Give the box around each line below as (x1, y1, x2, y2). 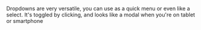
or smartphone (6, 18, 44, 24)
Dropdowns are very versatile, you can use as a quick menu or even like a (6, 5, 191, 12)
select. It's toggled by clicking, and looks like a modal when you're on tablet (6, 11, 196, 18)
